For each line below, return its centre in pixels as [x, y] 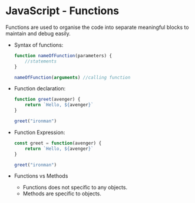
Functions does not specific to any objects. [75, 188]
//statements [41, 61]
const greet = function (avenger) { [58, 143]
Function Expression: [39, 132]
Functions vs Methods [41, 176]
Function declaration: [40, 89]
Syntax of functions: [39, 45]
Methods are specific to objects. [62, 194]
